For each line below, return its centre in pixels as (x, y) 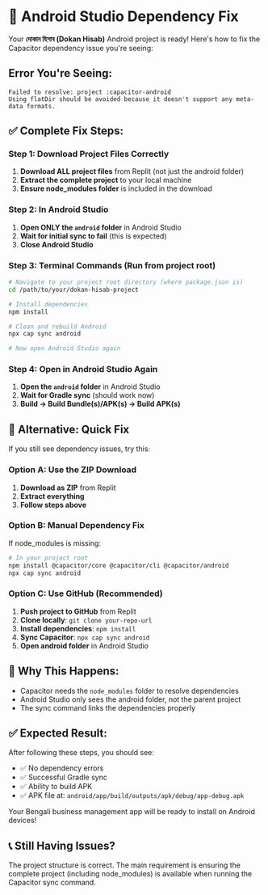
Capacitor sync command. (52, 882)
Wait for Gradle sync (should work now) (87, 395)
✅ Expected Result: (58, 733)
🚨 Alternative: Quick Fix (69, 429)
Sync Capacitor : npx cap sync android (85, 637)
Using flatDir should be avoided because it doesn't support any (120, 99)
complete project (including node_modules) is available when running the (130, 874)
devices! (23, 821)
